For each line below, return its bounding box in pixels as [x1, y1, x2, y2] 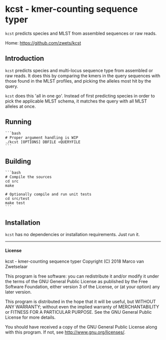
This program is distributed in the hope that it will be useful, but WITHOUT [5, 298, 156, 305]
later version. [5, 289, 32, 295]
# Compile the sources [5, 175, 52, 180]
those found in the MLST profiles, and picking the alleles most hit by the [5, 78, 152, 84]
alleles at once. [5, 103, 36, 109]
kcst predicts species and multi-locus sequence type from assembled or [5, 67, 153, 73]
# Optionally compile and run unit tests [5, 192, 92, 197]
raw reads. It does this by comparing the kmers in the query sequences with [5, 73, 161, 79]
